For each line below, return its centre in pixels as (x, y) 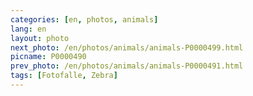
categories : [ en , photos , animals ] (84, 19)
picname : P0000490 (48, 57)
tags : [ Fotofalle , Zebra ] (64, 76)
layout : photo (40, 38)
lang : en (28, 29)
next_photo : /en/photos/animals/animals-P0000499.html (127, 47)
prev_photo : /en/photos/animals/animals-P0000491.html (127, 66)
